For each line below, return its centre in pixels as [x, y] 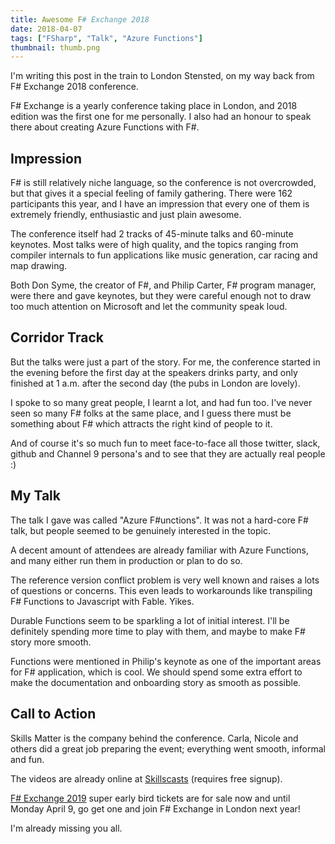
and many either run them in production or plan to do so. [126, 560]
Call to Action [53, 714]
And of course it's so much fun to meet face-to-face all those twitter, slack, [165, 443]
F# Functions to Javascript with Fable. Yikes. [102, 601]
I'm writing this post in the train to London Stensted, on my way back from [162, 76]
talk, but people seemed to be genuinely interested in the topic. [140, 530]
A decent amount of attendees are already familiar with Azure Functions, [159, 550]
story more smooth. [51, 642]
